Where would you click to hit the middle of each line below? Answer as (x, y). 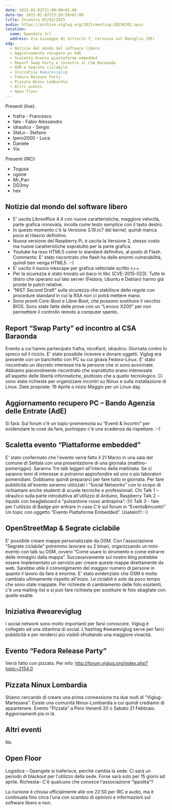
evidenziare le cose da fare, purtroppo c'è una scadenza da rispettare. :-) (83, 429)
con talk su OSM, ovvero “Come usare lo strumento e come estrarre (93, 551)
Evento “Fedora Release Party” (56, 651)
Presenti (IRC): (21, 159)
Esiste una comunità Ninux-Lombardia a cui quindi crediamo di (98, 703)
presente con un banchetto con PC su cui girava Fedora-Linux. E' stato (80, 359)
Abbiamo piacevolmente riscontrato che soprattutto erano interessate (79, 370)
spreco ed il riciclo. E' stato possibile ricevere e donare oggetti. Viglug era (83, 354)
